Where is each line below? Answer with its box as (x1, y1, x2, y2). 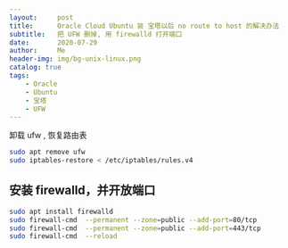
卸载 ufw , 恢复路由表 (9, 130, 87, 141)
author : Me (9, 46, 66, 55)
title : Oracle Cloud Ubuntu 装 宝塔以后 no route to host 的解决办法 (9, 21, 280, 30)
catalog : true (9, 63, 62, 72)
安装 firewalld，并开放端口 (9, 183, 156, 198)
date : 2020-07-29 (9, 37, 98, 47)
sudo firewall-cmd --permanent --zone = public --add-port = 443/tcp (9, 224, 261, 233)
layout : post (9, 12, 74, 22)
